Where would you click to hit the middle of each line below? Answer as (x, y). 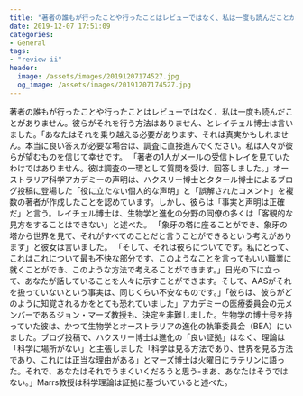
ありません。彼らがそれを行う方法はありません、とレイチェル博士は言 (155, 123)
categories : (32, 34)
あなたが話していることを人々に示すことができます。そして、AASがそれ (158, 281)
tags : (19, 51)
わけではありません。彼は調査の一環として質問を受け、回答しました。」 (141, 168)
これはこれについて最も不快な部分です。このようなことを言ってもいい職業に (151, 258)
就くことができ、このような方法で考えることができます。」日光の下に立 (141, 269)
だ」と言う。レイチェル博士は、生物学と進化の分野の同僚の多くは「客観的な (151, 213)
